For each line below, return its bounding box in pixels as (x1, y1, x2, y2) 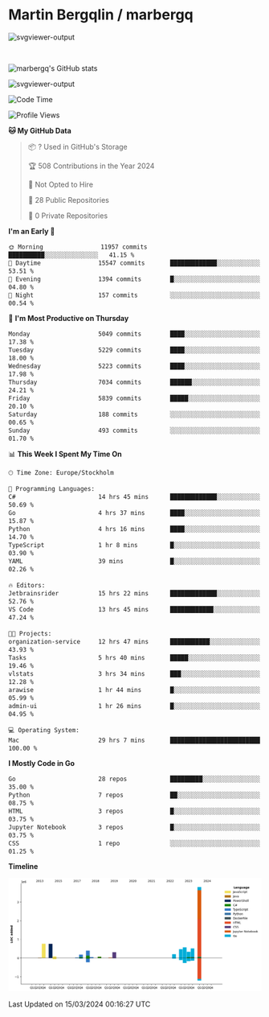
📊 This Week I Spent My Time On (8, 449, 122, 459)
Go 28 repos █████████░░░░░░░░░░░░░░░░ (8, 775, 261, 783)
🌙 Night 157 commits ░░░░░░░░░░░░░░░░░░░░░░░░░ (8, 291, 261, 299)
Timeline (8, 861, 39, 871)
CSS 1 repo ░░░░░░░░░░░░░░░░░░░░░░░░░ (8, 839, 261, 847)
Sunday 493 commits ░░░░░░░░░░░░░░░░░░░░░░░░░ (8, 426, 261, 434)
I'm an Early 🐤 (8, 226, 55, 236)
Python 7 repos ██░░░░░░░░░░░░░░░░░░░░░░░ (8, 791, 261, 799)
